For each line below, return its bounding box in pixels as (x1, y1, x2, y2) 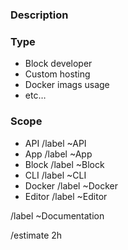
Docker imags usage (24, 79, 110, 91)
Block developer (24, 58, 93, 70)
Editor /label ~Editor (24, 190, 108, 202)
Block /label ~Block (24, 158, 105, 170)
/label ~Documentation (10, 209, 105, 222)
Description (10, 8, 69, 22)
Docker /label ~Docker (24, 179, 118, 192)
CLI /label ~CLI (24, 169, 87, 181)
